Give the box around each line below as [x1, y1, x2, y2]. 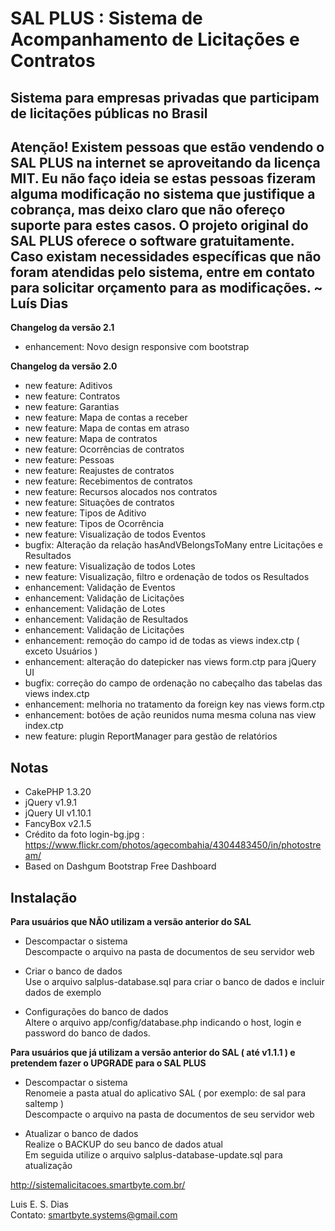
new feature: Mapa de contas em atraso [24, 422, 190, 434]
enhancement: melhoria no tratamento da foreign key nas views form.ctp [24, 698, 325, 711]
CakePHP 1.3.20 [24, 786, 92, 798]
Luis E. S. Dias [10, 1198, 69, 1211]
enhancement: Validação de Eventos [24, 582, 176, 594]
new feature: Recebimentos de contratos [24, 475, 193, 487]
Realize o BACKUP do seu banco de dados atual [24, 1138, 223, 1151]
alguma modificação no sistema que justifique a [10, 185, 316, 202]
